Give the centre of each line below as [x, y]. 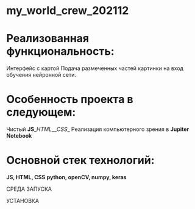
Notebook [19, 136]
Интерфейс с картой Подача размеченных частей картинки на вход [95, 68]
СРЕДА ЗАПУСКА [29, 189]
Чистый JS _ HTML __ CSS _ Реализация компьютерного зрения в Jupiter [98, 129]
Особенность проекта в [70, 100]
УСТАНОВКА [23, 201]
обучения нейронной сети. [41, 75]
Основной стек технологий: [80, 161]
